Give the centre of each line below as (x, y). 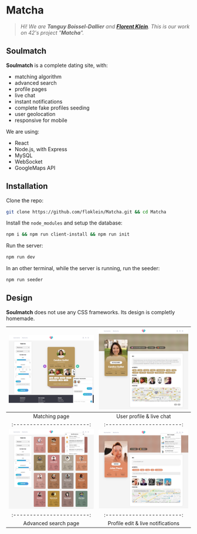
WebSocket (28, 161)
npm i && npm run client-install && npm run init (68, 234)
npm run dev (21, 257)
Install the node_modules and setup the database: (64, 223)
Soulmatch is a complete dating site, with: (57, 65)
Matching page (51, 416)
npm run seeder (25, 280)
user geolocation (35, 114)
